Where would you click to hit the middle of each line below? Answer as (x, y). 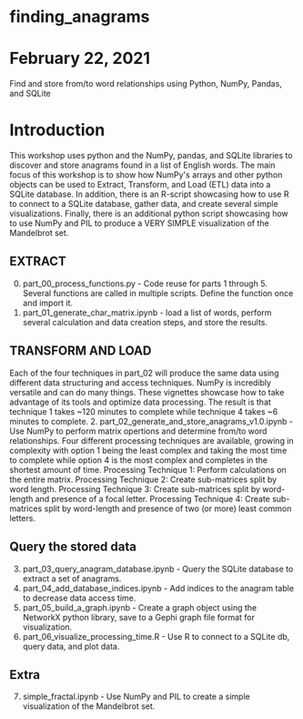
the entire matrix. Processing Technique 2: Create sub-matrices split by (143, 479)
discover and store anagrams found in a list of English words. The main (142, 165)
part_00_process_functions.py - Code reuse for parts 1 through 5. (145, 283)
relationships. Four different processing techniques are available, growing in (151, 440)
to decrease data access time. (79, 598)
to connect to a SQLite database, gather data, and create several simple (144, 204)
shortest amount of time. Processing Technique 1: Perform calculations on (148, 469)
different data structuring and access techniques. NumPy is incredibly (140, 382)
